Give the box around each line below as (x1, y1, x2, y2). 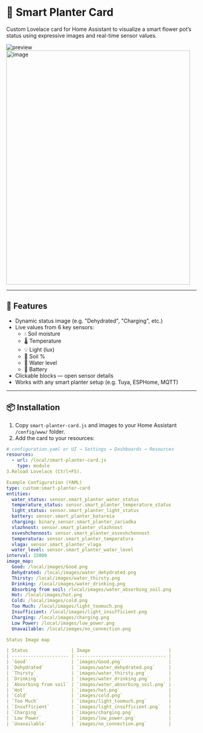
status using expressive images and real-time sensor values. (6, 31, 157, 39)
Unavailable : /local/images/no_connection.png (11, 626, 131, 632)
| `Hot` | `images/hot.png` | (6, 687, 172, 693)
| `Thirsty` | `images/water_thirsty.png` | (6, 670, 172, 676)
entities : (6, 490, 31, 497)
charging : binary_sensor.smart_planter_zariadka (11, 519, 137, 525)
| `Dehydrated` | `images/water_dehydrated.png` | (6, 665, 172, 671)
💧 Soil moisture (24, 330, 60, 337)
